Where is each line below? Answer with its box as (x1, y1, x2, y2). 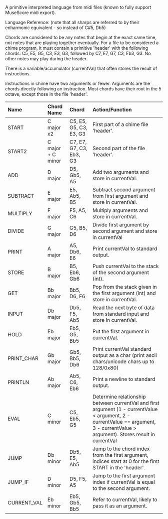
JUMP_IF (7, 479, 29, 485)
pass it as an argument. (92, 502, 147, 509)
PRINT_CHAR (7, 355, 38, 362)
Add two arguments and (92, 169, 149, 175)
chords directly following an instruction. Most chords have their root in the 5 (5, 86, 161, 92)
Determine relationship (92, 394, 146, 400)
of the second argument (92, 269, 149, 276)
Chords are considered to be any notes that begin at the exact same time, (5, 35, 156, 40)
